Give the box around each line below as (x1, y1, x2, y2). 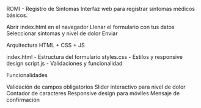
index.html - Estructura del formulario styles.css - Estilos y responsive (6, 53, 183, 60)
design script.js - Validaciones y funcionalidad (6, 60, 123, 67)
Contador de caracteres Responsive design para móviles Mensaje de (6, 90, 180, 96)
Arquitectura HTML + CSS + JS (6, 42, 85, 49)
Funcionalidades (6, 72, 48, 78)
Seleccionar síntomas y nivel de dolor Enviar (6, 30, 118, 37)
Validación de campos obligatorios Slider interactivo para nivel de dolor (6, 83, 186, 90)
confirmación (6, 96, 40, 103)
